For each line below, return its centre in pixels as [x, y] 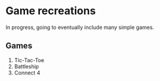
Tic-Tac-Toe [29, 60]
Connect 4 [27, 73]
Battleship [26, 66]
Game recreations [51, 11]
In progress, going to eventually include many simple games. [80, 27]
